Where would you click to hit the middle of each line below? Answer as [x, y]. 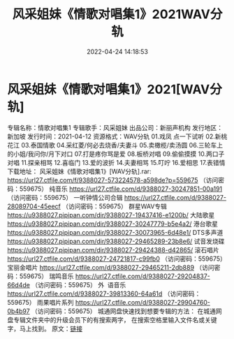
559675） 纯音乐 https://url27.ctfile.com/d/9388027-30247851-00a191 [121, 189]
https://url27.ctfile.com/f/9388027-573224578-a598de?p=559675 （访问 [113, 180]
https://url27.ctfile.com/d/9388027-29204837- [143, 276]
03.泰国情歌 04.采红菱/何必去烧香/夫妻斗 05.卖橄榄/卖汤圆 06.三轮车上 [122, 145]
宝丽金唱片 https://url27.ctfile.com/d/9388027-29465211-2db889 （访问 [111, 267]
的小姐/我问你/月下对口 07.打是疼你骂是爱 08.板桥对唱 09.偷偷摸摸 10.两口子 [116, 154]
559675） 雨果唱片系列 [41, 302]
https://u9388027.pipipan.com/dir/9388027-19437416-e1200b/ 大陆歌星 [111, 215]
